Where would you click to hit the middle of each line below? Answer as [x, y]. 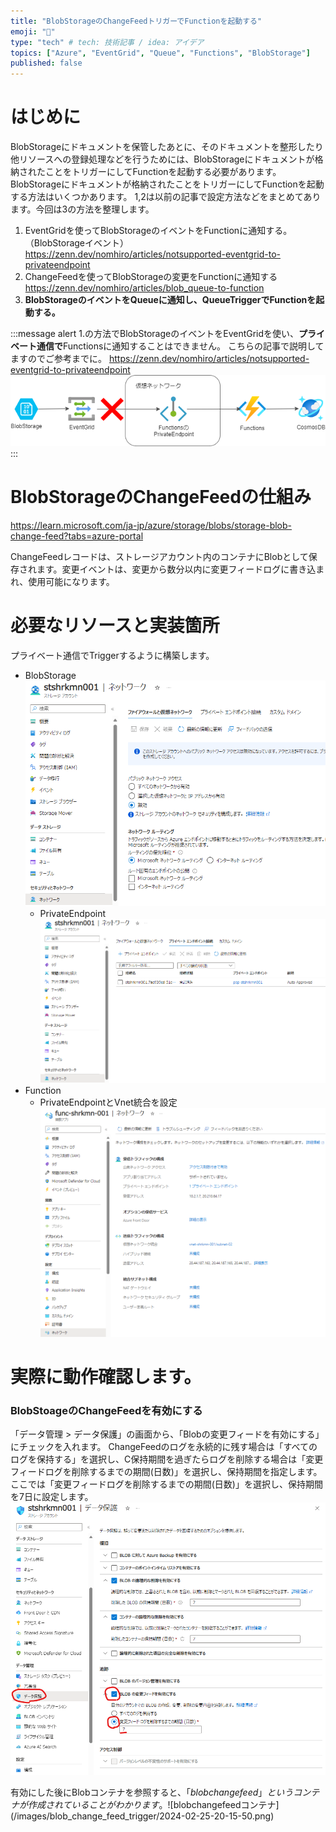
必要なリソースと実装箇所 [115, 625]
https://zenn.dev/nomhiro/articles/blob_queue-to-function [144, 288]
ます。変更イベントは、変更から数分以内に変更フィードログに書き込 [176, 569]
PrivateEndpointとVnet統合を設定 [108, 1102]
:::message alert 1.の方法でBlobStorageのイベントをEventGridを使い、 [155, 334]
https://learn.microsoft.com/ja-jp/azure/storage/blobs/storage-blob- [151, 525]
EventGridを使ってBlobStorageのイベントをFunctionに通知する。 [158, 231]
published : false [46, 63]
